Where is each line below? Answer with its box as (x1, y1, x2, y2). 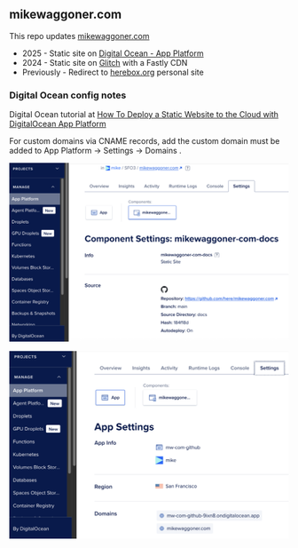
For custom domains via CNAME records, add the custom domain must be (9, 136, 280, 147)
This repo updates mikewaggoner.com (9, 30, 150, 41)
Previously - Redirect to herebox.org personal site (21, 67, 204, 77)
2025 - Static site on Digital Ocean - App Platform (21, 48, 204, 59)
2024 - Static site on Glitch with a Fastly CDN (21, 57, 188, 68)
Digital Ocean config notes (9, 89, 127, 101)
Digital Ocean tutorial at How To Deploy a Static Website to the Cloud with (9, 109, 279, 120)
